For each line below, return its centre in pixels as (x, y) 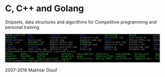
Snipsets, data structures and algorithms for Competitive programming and (81, 22)
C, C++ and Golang (45, 9)
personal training (22, 27)
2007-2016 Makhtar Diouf (31, 70)
